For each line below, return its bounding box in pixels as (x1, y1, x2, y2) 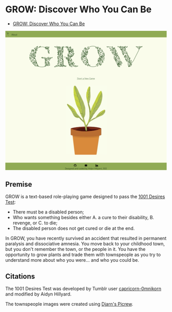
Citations (5, 272, 35, 281)
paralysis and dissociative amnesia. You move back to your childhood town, (5, 241, 165, 247)
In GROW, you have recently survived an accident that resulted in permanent (5, 235, 167, 242)
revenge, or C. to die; (12, 220, 58, 226)
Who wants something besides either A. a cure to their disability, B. (12, 215, 155, 221)
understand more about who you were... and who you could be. (5, 257, 139, 263)
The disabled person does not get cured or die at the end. (12, 225, 135, 231)
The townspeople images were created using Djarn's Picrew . (5, 301, 133, 307)
